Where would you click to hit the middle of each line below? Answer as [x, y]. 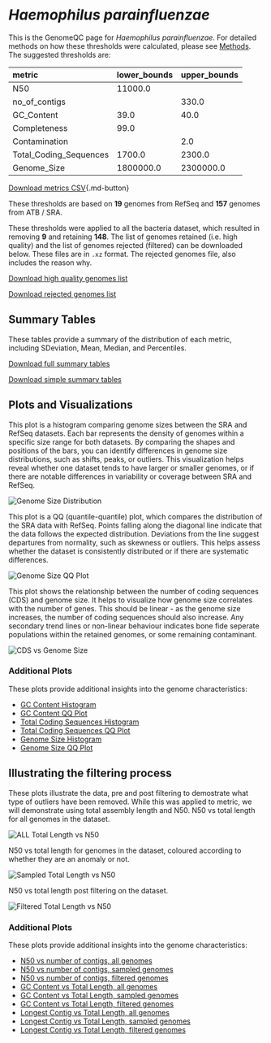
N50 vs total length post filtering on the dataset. [88, 890]
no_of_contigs [39, 102]
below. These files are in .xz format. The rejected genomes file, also [123, 254]
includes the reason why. [50, 263]
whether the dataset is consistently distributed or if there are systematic [129, 551]
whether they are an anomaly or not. [69, 858]
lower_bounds [144, 75]
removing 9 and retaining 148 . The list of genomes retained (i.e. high [123, 237]
